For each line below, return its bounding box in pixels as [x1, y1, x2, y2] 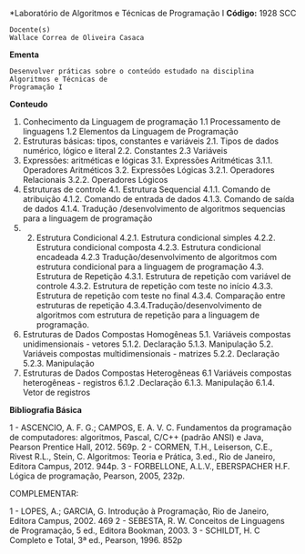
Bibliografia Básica [9, 405, 82, 415]
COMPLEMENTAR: [9, 489, 79, 499]
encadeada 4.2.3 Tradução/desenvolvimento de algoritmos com [36, 252, 278, 262]
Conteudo [9, 99, 48, 109]
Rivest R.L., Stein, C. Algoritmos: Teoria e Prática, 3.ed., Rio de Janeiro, [9, 451, 276, 462]
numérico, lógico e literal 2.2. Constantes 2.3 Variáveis [22, 146, 228, 156]
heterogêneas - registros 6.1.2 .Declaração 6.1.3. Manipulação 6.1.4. [22, 378, 275, 388]
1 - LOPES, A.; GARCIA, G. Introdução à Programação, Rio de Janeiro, [9, 506, 269, 517]
